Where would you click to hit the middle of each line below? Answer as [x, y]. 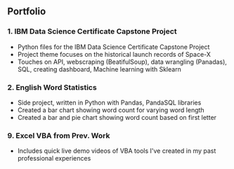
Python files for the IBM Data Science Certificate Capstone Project [113, 47]
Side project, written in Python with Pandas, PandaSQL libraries [109, 102]
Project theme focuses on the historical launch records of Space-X [114, 54]
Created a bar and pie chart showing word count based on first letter [117, 117]
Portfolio [27, 12]
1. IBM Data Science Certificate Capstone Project [92, 32]
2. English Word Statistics [52, 87]
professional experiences [54, 158]
